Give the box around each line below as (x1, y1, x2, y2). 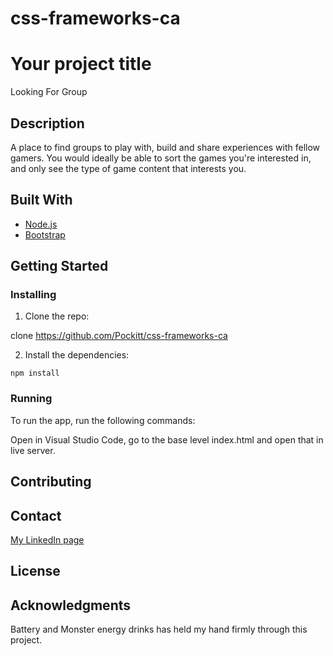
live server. (10, 444, 56, 456)
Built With (10, 192, 73, 209)
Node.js (24, 218, 58, 230)
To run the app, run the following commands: (10, 414, 196, 426)
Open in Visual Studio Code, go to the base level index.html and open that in (10, 433, 324, 446)
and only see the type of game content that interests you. (10, 162, 247, 174)
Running (10, 392, 53, 406)
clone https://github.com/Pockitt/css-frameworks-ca (10, 330, 228, 342)
